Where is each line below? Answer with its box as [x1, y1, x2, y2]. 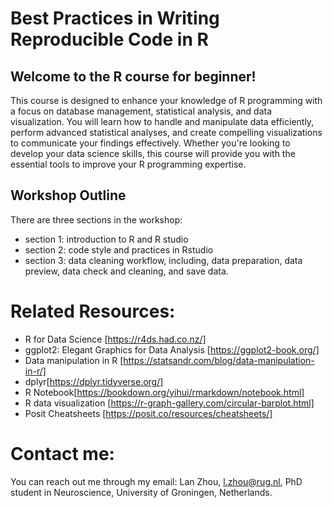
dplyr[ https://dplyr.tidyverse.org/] [24, 375, 164, 387]
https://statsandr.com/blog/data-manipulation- [123, 354, 315, 366]
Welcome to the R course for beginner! [10, 68, 257, 85]
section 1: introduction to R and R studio [24, 233, 189, 245]
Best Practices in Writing [10, 7, 220, 30]
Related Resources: [10, 300, 176, 322]
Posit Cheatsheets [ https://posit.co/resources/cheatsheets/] [24, 407, 273, 419]
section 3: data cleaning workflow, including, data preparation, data [24, 254, 303, 266]
